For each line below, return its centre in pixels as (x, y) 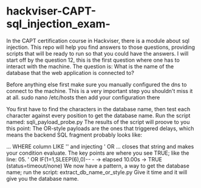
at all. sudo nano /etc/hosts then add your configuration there (83, 97)
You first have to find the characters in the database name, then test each (98, 109)
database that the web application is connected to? (70, 73)
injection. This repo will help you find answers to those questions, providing (101, 47)
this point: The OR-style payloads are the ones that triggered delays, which (100, 128)
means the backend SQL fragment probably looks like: (74, 135)
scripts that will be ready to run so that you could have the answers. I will (97, 53)
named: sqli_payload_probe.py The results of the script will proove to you (98, 122)
